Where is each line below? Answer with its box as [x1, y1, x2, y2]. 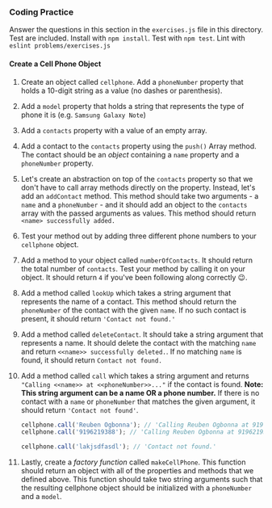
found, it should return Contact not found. [20, 355, 162, 365]
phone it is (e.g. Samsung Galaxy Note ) [20, 110, 146, 120]
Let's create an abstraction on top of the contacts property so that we [20, 174, 253, 183]
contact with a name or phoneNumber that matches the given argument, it [20, 397, 256, 406]
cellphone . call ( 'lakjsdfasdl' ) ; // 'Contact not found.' [20, 443, 217, 451]
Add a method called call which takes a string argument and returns [20, 371, 249, 380]
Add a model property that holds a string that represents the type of [20, 101, 245, 111]
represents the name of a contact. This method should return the [20, 296, 237, 306]
